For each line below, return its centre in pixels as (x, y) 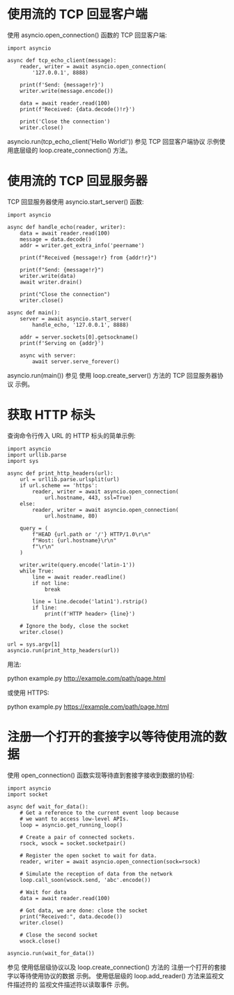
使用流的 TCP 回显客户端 (77, 14)
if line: (45, 607)
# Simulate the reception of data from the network (96, 874)
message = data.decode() (56, 239)
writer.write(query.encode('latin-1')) (78, 565)
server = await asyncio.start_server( (76, 318)
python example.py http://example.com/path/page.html (86, 678)
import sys (23, 461)
